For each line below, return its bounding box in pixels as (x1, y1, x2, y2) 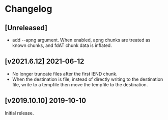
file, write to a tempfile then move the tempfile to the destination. (12, 81, 148, 87)
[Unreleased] (5, 23, 48, 32)
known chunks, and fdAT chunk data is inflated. (12, 42, 113, 49)
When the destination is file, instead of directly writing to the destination (12, 76, 163, 82)
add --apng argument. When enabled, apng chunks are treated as (12, 37, 151, 43)
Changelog (5, 3, 52, 15)
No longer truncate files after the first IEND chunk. (12, 70, 118, 77)
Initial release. (5, 110, 34, 116)
